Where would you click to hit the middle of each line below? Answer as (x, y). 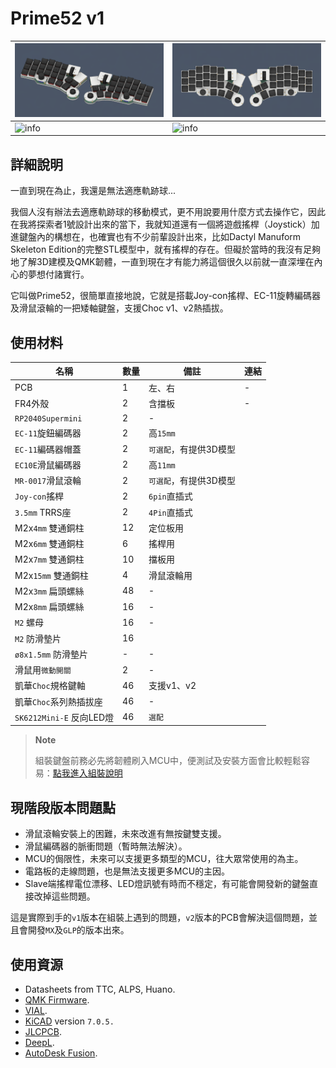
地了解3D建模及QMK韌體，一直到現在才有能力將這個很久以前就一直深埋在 (162, 262)
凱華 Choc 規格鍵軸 (50, 686)
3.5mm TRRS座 (43, 512)
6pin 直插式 (170, 496)
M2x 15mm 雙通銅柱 (51, 575)
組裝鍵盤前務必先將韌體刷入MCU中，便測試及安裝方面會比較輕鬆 (168, 761)
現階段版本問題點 (63, 807)
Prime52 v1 (57, 18)
